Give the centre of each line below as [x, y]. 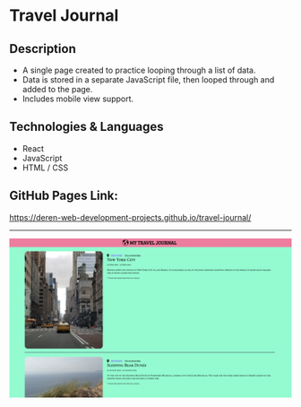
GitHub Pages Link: [64, 196]
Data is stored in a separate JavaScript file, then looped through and [148, 80]
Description [43, 49]
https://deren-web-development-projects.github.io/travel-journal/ [130, 217]
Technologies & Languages [86, 127]
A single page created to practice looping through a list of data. [139, 70]
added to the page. [57, 89]
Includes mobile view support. [78, 99]
